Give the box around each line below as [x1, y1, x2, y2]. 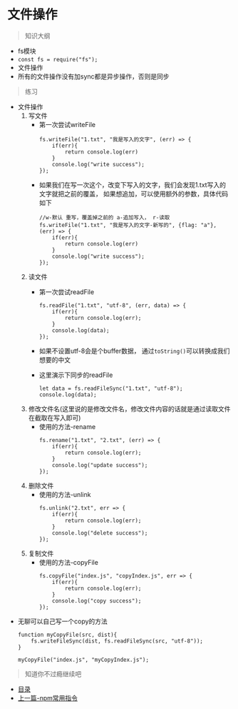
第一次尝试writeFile [38, 120, 96, 129]
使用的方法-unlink [38, 490, 91, 498]
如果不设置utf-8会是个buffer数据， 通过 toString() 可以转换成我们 [38, 346, 230, 355]
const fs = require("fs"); [17, 56, 98, 63]
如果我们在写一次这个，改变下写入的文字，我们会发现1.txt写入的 [38, 180, 227, 189]
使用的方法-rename [38, 422, 96, 431]
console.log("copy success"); [52, 597, 142, 604]
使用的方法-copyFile [38, 558, 98, 566]
